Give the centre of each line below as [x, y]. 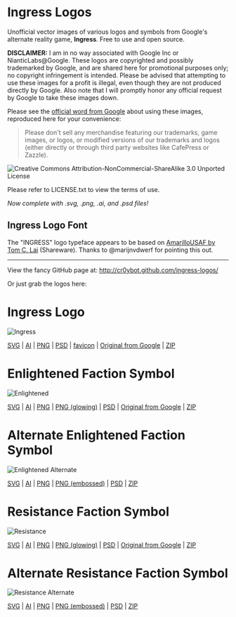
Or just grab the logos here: [47, 284]
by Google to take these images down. [63, 97]
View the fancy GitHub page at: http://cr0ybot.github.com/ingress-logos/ [113, 270]
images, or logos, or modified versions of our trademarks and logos [122, 140]
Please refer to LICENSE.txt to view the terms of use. [84, 189]
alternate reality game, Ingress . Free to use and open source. [96, 39]
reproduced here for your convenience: [64, 119]
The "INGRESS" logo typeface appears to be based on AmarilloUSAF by [111, 242]
